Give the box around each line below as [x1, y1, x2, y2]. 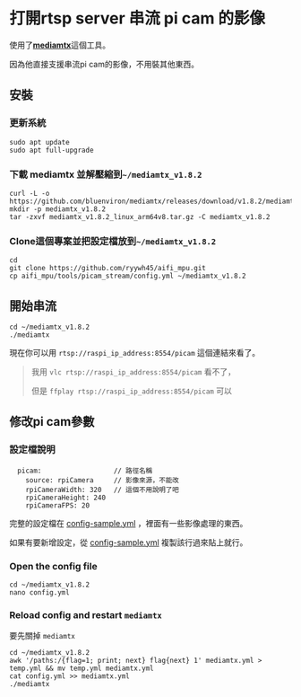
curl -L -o [9, 189, 50, 198]
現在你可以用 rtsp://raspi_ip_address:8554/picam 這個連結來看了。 [9, 348, 261, 358]
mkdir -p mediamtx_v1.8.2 [9, 204, 106, 214]
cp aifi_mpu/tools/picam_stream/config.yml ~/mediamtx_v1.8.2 [9, 271, 246, 281]
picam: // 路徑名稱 [17, 466, 153, 475]
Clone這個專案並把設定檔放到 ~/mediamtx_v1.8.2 [9, 234, 217, 247]
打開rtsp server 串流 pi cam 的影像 [9, 8, 266, 29]
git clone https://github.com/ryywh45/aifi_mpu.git [9, 264, 206, 273]
